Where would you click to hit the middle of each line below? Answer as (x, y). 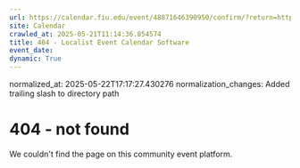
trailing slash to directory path (64, 93)
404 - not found (69, 129)
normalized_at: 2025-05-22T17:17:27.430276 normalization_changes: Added (150, 84)
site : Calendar (37, 26)
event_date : (31, 51)
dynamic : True (36, 59)
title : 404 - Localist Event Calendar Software (100, 42)
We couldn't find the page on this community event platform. (121, 154)
